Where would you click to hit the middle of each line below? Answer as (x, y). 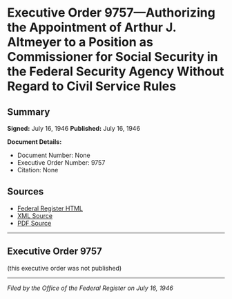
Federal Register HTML (50, 208)
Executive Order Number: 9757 (61, 163)
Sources (26, 192)
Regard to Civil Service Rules (92, 86)
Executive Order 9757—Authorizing (111, 13)
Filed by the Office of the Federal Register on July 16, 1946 (90, 288)
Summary (29, 112)
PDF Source (34, 223)
